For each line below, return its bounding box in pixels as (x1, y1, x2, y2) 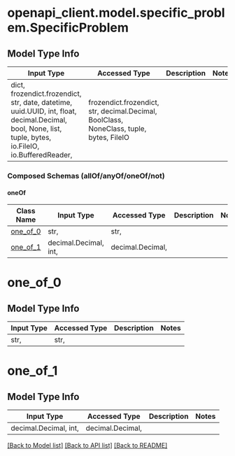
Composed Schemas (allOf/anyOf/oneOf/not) (7, 171, 166, 180)
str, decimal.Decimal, (88, 106, 157, 116)
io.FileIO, (10, 141, 40, 151)
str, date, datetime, (10, 98, 73, 107)
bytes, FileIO (88, 133, 129, 142)
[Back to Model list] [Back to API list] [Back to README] (7, 441, 168, 450)
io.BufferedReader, (10, 150, 73, 159)
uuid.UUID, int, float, (10, 106, 77, 116)
